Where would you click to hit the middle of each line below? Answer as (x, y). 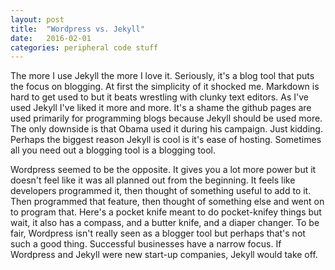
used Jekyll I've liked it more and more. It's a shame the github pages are (161, 108)
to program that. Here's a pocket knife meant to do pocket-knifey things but (166, 212)
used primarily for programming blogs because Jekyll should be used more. (166, 118)
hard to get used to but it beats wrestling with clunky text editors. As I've (159, 97)
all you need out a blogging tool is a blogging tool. (113, 150)
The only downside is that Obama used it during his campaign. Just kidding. (166, 129)
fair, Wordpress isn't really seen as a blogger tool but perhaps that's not (158, 233)
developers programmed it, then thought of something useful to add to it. (161, 191)
